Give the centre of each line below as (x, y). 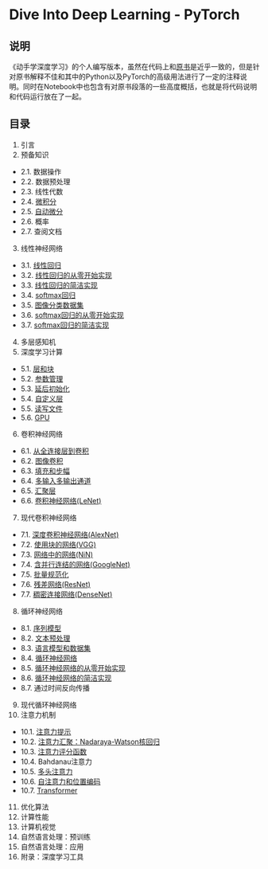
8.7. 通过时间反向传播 (55, 687)
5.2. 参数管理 (42, 378)
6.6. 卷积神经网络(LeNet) (61, 500)
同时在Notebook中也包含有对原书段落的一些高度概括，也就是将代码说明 (140, 86)
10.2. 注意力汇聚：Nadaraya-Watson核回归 (90, 742)
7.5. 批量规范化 (45, 574)
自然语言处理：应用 (52, 847)
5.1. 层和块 (37, 369)
